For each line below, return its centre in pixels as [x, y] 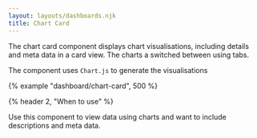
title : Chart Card [39, 23]
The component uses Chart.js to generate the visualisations [108, 70]
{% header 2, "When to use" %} [61, 101]
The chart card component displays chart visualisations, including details [129, 46]
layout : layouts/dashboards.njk [62, 16]
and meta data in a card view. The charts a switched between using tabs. [129, 55]
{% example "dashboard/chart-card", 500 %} [83, 86]
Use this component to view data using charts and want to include [117, 116]
